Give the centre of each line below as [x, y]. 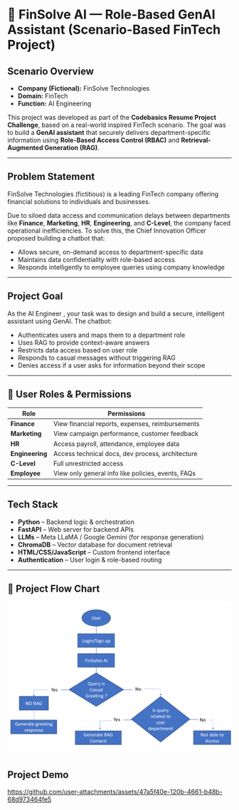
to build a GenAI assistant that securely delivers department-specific [109, 132]
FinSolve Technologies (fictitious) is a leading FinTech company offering [113, 194]
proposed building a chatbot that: [56, 238]
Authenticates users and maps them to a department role [101, 335]
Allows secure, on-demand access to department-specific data [111, 252]
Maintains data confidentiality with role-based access [96, 259]
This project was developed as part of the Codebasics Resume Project [112, 117]
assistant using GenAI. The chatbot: [60, 321]
